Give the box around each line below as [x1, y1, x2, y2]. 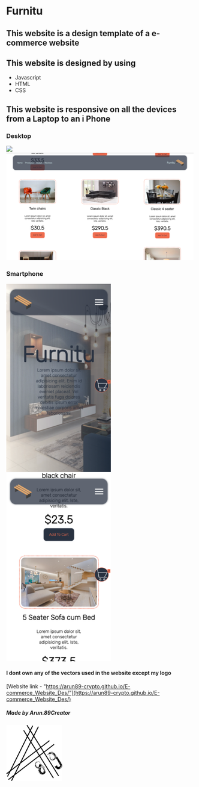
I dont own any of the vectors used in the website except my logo [6, 670, 172, 677]
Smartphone [6, 270, 44, 278]
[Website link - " [6, 682, 46, 690]
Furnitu [6, 4, 43, 18]
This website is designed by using [6, 58, 136, 68]
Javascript [14, 74, 41, 81]
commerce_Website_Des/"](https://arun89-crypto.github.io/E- [6, 689, 160, 696]
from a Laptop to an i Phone [6, 113, 111, 124]
